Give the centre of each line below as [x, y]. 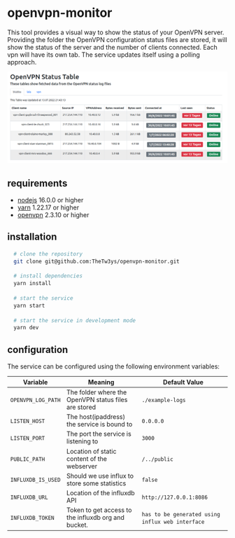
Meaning [101, 382]
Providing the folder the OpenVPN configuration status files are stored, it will [117, 39]
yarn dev [26, 328]
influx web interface [173, 522]
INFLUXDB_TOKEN [32, 518]
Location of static [91, 451]
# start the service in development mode [75, 320]
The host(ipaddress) [96, 417]
